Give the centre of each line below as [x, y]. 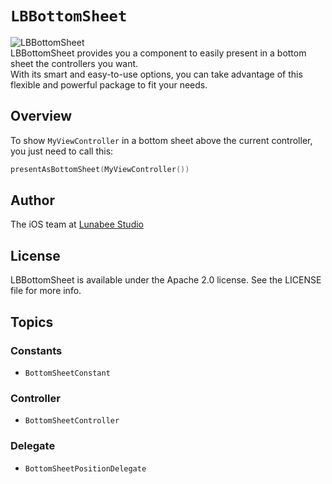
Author [32, 200]
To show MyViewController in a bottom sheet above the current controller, [161, 140]
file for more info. [46, 291]
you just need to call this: [62, 151]
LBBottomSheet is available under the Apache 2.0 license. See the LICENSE [166, 280]
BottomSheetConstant [67, 373]
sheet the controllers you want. [74, 63]
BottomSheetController [72, 421]
